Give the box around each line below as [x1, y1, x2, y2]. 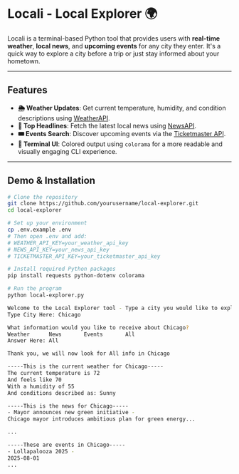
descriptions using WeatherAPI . [17, 113, 110, 122]
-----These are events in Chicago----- [7, 441, 126, 449]
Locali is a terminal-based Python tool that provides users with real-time [7, 34, 221, 43]
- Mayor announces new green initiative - [7, 409, 135, 416]
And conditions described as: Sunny [7, 389, 116, 396]
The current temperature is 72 [7, 370, 100, 377]
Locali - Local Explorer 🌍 [7, 6, 158, 22]
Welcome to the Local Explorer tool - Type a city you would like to [7, 304, 218, 311]
